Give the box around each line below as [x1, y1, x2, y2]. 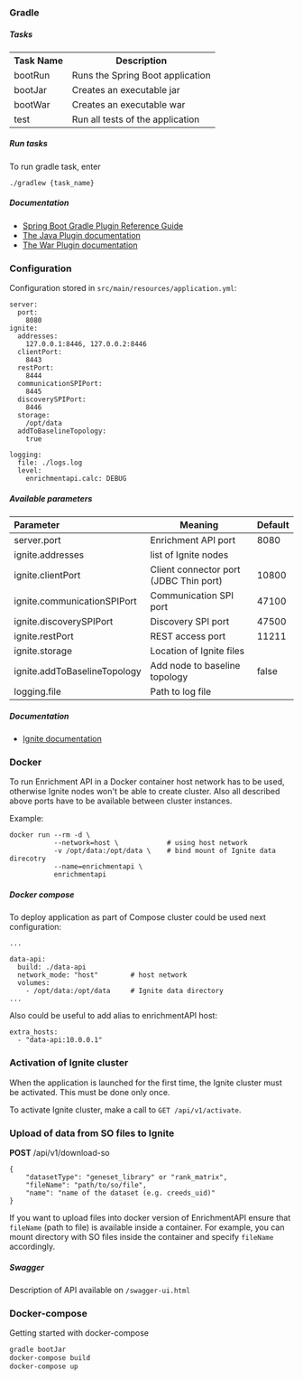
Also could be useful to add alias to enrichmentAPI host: [9, 1010, 218, 1021]
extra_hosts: [9, 1028, 59, 1037]
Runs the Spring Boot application [71, 69, 211, 81]
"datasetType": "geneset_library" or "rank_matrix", [25, 1172, 228, 1181]
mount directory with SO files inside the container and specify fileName [9, 1231, 274, 1242]
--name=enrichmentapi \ [53, 862, 143, 871]
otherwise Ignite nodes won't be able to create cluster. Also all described [9, 786, 280, 797]
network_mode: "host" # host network [17, 971, 188, 980]
